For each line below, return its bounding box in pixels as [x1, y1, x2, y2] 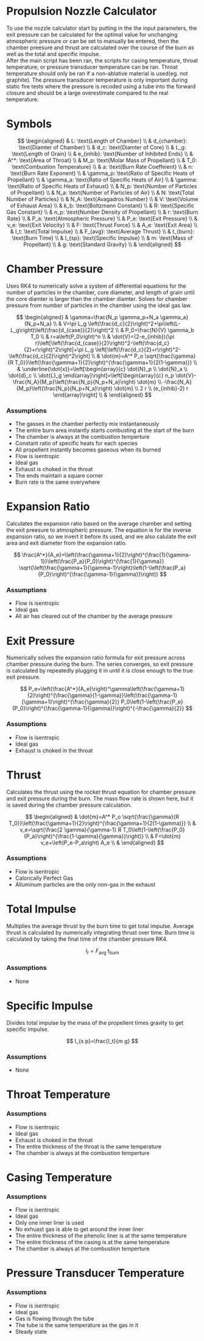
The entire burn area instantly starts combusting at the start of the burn [15, 426, 195, 434]
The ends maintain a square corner [15, 472, 104, 479]
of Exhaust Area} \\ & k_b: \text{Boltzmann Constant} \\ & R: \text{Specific [10, 202, 195, 209]
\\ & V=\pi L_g [53, 320, 87, 327]
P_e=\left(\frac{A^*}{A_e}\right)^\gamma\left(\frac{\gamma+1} [28, 685, 185, 693]
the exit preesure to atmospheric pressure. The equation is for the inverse [6, 526, 192, 534]
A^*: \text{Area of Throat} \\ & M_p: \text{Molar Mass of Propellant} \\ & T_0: [7, 157, 197, 164]
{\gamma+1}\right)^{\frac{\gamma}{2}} [21, 698, 120, 706]
